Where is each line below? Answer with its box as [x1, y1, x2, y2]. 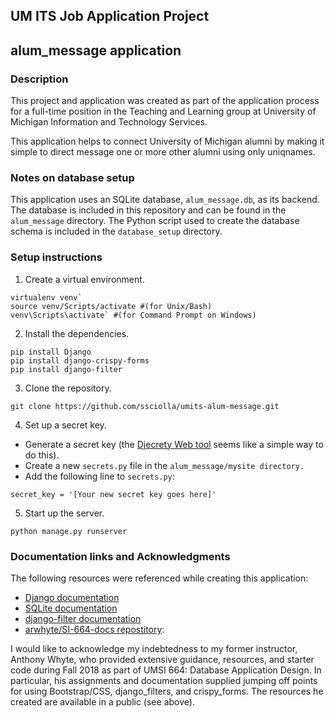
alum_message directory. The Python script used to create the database [10, 215, 300, 227]
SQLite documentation [24, 602, 118, 614]
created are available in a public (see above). [10, 695, 195, 708]
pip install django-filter [10, 364, 123, 374]
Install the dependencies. [24, 327, 130, 339]
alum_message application [10, 42, 182, 59]
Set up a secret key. [24, 419, 107, 431]
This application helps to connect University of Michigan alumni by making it [10, 135, 325, 148]
